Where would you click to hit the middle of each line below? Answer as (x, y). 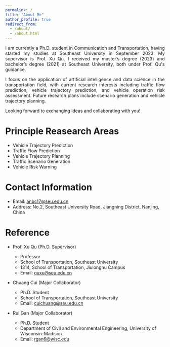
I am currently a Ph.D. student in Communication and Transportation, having (85, 48)
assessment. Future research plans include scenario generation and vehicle (85, 95)
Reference (27, 233)
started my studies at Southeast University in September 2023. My (85, 53)
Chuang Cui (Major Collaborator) (47, 283)
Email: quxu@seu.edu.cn (46, 272)
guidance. (16, 70)
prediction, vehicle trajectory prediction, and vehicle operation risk (85, 90)
